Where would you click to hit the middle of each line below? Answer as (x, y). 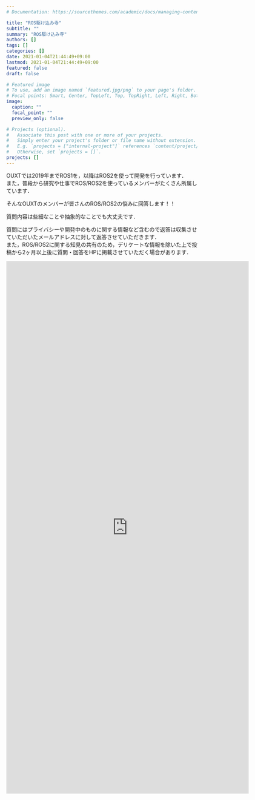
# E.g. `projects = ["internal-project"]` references (78, 146)
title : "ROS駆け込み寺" (34, 23)
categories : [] (25, 51)
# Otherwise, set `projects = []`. (54, 152)
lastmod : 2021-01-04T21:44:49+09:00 (52, 62)
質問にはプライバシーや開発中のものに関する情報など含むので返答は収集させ (102, 229)
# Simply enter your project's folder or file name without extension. (101, 141)
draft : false (23, 73)
